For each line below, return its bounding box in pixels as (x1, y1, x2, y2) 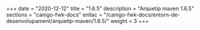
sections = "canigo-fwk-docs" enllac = (6, 11, 103, 18)
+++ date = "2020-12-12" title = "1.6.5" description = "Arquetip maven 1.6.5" (6, 5, 194, 12)
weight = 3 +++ (111, 18, 149, 24)
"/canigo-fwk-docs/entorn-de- (103, 11, 180, 18)
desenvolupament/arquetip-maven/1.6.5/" (6, 18, 110, 24)
